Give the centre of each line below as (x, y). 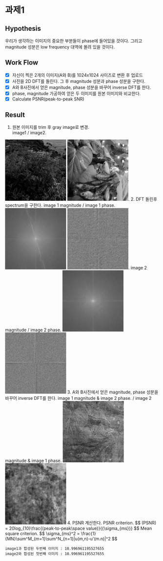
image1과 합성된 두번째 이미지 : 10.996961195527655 (55, 549)
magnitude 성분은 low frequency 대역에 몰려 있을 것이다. (60, 47)
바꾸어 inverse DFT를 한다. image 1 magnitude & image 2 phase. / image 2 (78, 398)
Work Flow (22, 62)
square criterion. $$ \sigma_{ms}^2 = (42, 533)
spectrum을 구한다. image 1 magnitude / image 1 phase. (60, 205)
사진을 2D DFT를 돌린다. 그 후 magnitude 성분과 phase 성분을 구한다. (79, 81)
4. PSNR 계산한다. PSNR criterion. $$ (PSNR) (112, 523)
